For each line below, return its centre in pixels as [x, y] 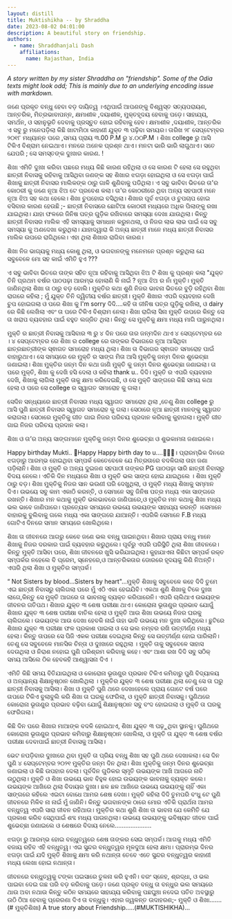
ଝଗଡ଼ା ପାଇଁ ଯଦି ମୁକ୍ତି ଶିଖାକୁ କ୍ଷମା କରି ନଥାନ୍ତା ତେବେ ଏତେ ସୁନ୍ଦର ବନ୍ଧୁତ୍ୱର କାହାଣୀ [109, 855]
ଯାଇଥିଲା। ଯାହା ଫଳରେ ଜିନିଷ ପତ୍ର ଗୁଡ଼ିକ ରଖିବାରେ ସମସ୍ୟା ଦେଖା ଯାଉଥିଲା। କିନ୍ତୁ [108, 213]
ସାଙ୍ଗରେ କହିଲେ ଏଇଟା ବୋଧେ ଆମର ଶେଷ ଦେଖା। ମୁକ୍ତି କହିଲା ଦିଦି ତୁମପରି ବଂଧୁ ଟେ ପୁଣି [114, 794]
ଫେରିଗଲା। [20, 712]
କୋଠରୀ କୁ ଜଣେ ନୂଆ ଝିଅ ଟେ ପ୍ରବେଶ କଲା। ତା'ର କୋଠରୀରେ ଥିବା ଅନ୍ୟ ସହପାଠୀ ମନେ [112, 190]
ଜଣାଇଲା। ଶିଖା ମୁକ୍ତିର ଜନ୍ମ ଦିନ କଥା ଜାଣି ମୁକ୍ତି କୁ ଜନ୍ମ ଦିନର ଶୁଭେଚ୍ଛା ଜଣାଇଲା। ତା [112, 364]
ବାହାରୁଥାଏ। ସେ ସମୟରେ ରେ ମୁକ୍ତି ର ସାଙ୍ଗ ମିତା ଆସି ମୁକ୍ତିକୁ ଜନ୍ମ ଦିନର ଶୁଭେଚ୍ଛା [108, 356]
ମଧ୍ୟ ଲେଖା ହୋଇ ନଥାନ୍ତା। [41, 862]
